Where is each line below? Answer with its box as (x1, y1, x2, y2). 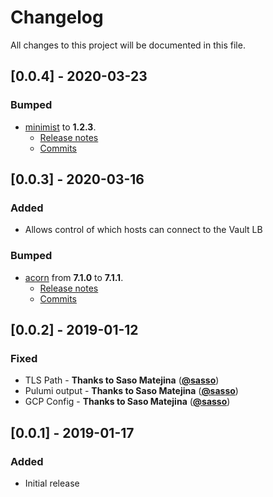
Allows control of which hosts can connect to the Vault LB (24, 224, 263, 236)
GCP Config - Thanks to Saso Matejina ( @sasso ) (24, 396, 231, 408)
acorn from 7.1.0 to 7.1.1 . (24, 271, 124, 283)
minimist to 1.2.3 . (24, 121, 97, 133)
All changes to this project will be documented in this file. (10, 39, 246, 51)
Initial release (24, 477, 80, 489)
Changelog (10, 6, 104, 29)
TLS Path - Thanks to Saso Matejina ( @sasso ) (24, 374, 220, 386)
